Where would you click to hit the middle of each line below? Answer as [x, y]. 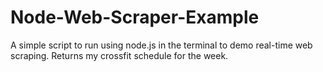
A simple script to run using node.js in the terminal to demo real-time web [161, 45]
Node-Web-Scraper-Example [135, 17]
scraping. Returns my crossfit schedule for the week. [119, 55]
